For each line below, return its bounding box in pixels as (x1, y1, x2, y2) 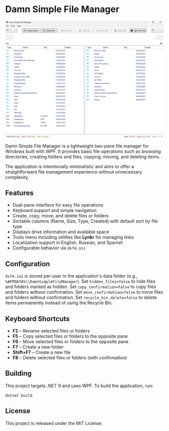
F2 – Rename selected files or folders (12, 328, 90, 334)
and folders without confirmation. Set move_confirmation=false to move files (5, 289, 163, 295)
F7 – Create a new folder (12, 344, 64, 350)
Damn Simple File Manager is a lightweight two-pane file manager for (5, 143, 149, 149)
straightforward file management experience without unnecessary (5, 169, 142, 175)
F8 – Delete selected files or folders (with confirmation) (12, 354, 127, 360)
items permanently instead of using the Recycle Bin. (5, 300, 113, 306)
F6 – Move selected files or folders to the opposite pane (12, 338, 129, 344)
